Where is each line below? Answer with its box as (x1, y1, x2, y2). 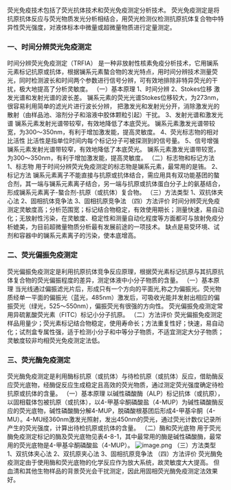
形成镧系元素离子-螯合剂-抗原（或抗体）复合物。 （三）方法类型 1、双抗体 (7, 188, 218, 196)
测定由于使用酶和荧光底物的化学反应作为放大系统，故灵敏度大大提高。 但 (12, 458, 220, 467)
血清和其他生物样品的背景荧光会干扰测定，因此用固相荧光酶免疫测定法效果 (7, 467, 218, 475)
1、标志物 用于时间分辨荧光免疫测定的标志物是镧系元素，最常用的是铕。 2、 (7, 163, 222, 171)
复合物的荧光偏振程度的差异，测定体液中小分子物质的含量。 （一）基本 (12, 276, 214, 284)
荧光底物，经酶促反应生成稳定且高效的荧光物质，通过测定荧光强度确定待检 (12, 380, 224, 389)
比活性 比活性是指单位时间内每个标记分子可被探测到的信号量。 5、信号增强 (7, 136, 219, 145)
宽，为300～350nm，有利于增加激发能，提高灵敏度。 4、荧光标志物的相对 (7, 128, 219, 136)
